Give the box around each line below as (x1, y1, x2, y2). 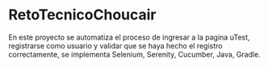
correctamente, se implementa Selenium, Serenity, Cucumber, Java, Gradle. (8, 49, 261, 59)
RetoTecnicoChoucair (8, 6, 157, 24)
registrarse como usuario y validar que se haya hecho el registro (8, 40, 223, 50)
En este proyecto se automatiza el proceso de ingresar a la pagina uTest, (8, 32, 250, 42)
